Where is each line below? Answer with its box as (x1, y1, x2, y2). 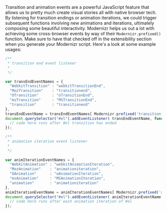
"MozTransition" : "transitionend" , (9, 88, 92, 94)
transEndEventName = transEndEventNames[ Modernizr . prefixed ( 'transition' (5, 111, 164, 116)
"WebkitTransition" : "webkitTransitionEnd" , (9, 84, 106, 89)
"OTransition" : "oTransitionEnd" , (9, 93, 94, 98)
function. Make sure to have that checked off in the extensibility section (5, 36, 152, 42)
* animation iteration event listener (7, 139, 88, 144)
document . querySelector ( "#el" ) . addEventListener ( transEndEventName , (5, 116, 153, 121)
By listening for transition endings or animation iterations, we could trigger (5, 15, 157, 20)
